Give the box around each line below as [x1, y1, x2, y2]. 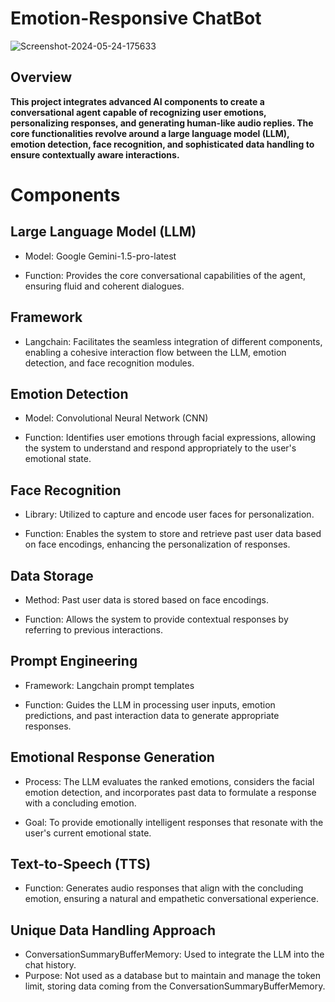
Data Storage [10, 567, 94, 584]
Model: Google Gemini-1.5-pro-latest [24, 250, 177, 262]
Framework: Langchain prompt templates [24, 679, 195, 691]
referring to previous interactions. [24, 624, 164, 636]
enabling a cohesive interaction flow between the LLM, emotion [24, 346, 287, 358]
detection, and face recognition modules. [24, 357, 195, 369]
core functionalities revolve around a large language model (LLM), [10, 127, 290, 139]
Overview [10, 69, 73, 86]
